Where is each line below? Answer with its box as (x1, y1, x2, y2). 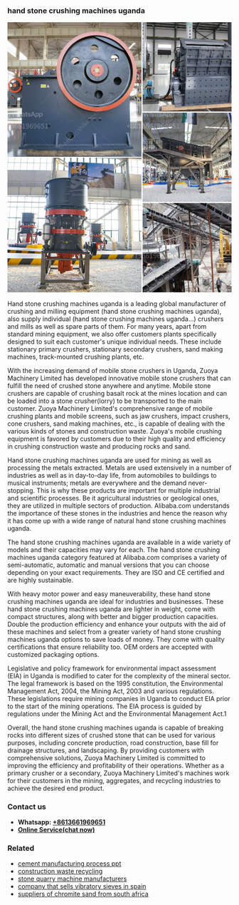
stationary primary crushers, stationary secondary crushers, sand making (7, 344, 223, 353)
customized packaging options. (7, 650, 100, 658)
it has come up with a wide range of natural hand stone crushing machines (7, 516, 226, 525)
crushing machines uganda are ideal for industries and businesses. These (7, 597, 224, 605)
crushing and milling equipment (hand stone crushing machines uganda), (7, 307, 222, 315)
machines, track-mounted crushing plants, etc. (7, 352, 144, 361)
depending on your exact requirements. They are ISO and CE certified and (7, 568, 225, 576)
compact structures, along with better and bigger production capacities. (7, 612, 218, 620)
